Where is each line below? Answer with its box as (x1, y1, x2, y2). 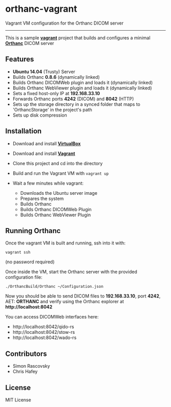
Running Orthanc (5, 226, 61, 235)
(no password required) (5, 259, 55, 265)
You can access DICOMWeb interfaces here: (5, 314, 99, 320)
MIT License (5, 397, 32, 403)
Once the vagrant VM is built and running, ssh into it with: (5, 240, 126, 246)
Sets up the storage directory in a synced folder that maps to (12, 101, 140, 107)
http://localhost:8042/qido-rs (12, 324, 74, 330)
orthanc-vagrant (5, 3, 77, 15)
